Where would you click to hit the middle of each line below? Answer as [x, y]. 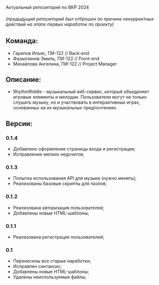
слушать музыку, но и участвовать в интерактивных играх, [76, 102]
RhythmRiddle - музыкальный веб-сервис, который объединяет [81, 92]
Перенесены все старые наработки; [52, 261]
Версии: [19, 124]
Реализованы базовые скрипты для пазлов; [60, 184]
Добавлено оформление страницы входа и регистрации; [74, 149]
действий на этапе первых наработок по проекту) [60, 24]
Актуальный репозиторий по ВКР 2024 [47, 7]
